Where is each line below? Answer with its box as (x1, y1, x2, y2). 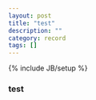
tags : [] (8, 42, 38, 50)
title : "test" (8, 19, 56, 27)
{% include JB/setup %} (8, 63, 88, 73)
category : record (8, 34, 66, 42)
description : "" (8, 26, 62, 34)
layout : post (8, 11, 52, 20)
